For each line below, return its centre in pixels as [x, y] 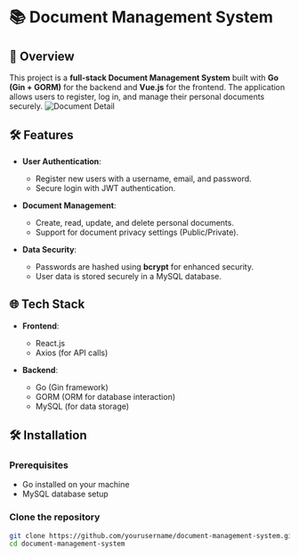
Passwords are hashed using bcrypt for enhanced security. [145, 266]
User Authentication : [62, 161]
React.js [50, 343]
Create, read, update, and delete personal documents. [134, 222]
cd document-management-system [67, 544]
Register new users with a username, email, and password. [143, 179]
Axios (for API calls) [72, 353]
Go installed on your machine [76, 485]
